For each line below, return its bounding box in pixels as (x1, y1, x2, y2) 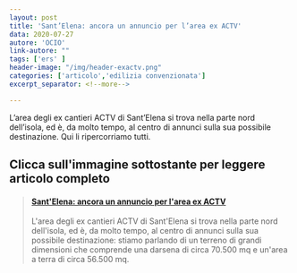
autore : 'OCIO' (9, 38, 66, 47)
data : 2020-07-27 (9, 30, 74, 38)
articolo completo (9, 171, 110, 186)
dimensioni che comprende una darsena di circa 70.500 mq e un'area (30, 244, 288, 255)
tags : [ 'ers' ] (9, 55, 66, 64)
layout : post (9, 13, 58, 22)
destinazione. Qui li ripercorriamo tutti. (9, 131, 151, 141)
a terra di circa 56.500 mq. (30, 254, 130, 265)
